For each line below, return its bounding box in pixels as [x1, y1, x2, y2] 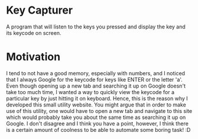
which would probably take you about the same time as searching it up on [6, 114, 186, 121]
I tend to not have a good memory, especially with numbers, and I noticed [6, 69, 185, 77]
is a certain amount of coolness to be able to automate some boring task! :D [6, 126, 191, 133]
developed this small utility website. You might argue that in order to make [6, 101, 186, 108]
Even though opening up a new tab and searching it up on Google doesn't [6, 82, 186, 89]
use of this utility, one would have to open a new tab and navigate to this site [6, 107, 193, 114]
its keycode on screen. [6, 29, 61, 36]
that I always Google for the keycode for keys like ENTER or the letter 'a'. [6, 76, 183, 83]
